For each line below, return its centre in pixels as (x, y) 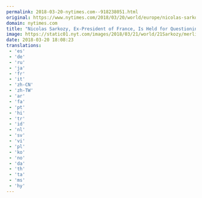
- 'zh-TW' (21, 91)
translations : (24, 46)
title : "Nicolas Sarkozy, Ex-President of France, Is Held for (87, 29)
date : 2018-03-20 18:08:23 (40, 40)
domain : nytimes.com (32, 23)
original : (19, 18)
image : (14, 34)
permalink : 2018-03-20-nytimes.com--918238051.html (72, 12)
